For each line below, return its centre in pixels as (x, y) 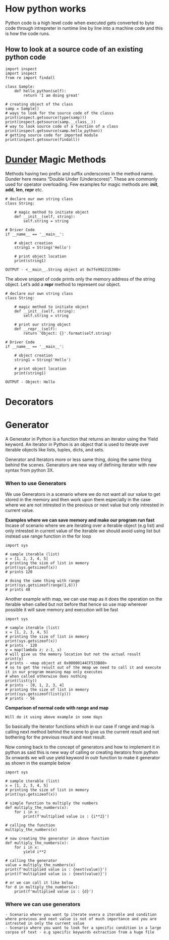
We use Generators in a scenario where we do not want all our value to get (83, 494)
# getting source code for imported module (52, 135)
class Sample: (20, 86)
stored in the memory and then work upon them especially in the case (78, 500)
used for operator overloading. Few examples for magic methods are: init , (82, 184)
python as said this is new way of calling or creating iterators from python (82, 752)
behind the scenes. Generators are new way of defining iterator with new (81, 464)
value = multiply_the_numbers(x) (40, 865)
